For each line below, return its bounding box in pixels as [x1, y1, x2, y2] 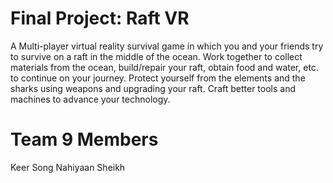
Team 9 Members [10, 128, 159, 151]
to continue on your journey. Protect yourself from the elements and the [10, 72, 306, 84]
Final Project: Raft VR [10, 7, 190, 30]
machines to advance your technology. [10, 93, 171, 105]
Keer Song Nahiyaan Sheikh [10, 161, 126, 173]
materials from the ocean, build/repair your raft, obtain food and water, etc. [10, 61, 319, 73]
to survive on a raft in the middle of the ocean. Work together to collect [10, 50, 303, 62]
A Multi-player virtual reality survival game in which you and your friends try [10, 40, 324, 52]
